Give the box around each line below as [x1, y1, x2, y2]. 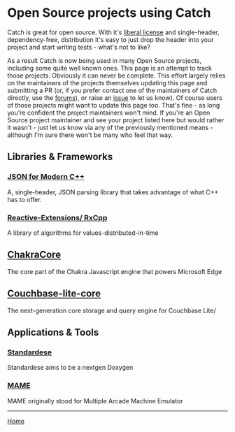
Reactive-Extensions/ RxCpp [7, 213, 108, 222]
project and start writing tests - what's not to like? [7, 43, 150, 51]
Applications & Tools [7, 326, 99, 338]
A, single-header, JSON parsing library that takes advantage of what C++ [7, 187, 219, 196]
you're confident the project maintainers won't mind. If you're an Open [7, 108, 211, 117]
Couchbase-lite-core [7, 288, 101, 300]
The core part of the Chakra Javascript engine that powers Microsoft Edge [7, 267, 222, 275]
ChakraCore [7, 249, 62, 261]
